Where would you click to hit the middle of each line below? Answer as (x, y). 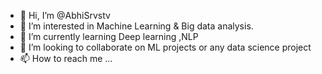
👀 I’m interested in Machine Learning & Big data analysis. (136, 26)
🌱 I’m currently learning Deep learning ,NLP (109, 36)
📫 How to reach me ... (66, 58)
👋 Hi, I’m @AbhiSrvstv (65, 15)
